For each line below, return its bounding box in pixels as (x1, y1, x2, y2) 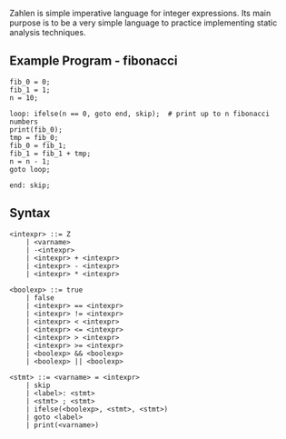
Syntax (9, 205, 51, 221)
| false (25, 293, 54, 303)
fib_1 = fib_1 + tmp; (9, 149, 92, 158)
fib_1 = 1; (9, 85, 51, 95)
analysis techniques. (9, 27, 86, 37)
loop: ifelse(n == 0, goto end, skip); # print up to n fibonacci (9, 109, 271, 118)
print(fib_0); (9, 125, 64, 135)
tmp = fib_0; (9, 133, 59, 142)
